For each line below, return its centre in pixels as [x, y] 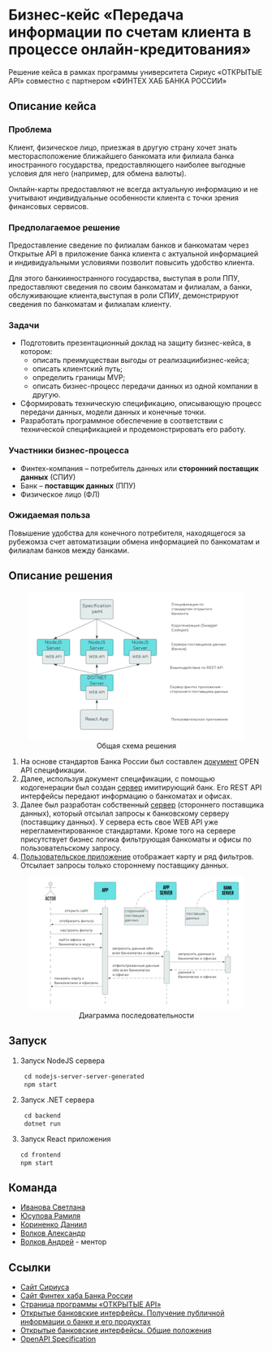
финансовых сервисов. [49, 206]
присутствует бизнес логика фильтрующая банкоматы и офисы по [136, 839]
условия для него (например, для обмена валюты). [97, 173]
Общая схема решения [136, 746]
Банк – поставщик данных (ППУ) [78, 485]
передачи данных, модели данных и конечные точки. [113, 412]
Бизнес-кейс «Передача [96, 15]
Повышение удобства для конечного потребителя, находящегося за [127, 533]
